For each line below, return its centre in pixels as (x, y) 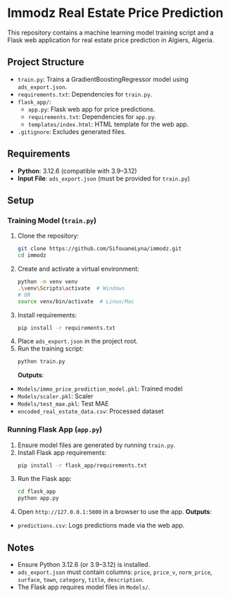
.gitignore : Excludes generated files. (72, 131)
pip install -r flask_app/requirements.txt (82, 465)
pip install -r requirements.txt (66, 328)
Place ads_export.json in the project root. (78, 341)
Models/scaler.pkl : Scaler (55, 396)
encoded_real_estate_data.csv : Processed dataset (90, 411)
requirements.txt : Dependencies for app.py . (92, 116)
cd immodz (32, 255)
